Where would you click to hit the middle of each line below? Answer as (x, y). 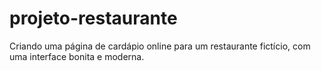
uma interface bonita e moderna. (77, 56)
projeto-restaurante (93, 18)
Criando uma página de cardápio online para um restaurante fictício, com (160, 46)
